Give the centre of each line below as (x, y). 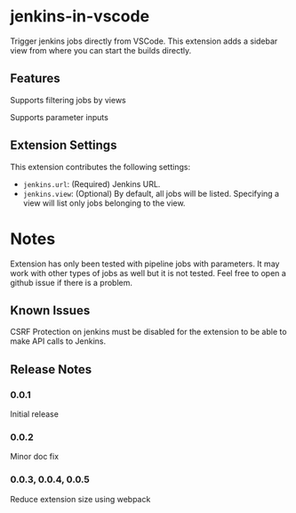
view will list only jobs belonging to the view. (104, 203)
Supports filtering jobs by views (68, 100)
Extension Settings (64, 146)
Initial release (34, 414)
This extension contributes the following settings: (100, 167)
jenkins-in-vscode (80, 16)
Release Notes (51, 369)
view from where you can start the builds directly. (101, 50)
